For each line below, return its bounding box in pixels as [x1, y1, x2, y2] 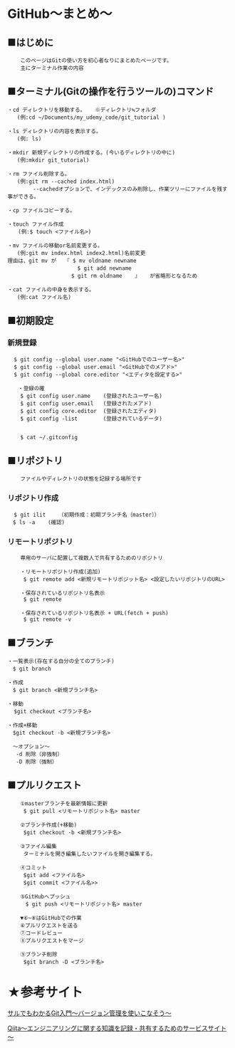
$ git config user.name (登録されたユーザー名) [20, 392, 162, 399]
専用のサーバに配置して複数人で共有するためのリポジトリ [20, 554, 164, 562]
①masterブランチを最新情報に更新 [20, 800, 108, 807]
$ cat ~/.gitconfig [20, 434, 78, 441]
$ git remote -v [23, 616, 72, 623]
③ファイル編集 [20, 842, 57, 850]
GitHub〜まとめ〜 [7, 6, 113, 22]
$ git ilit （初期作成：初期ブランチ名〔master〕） [14, 511, 160, 518]
